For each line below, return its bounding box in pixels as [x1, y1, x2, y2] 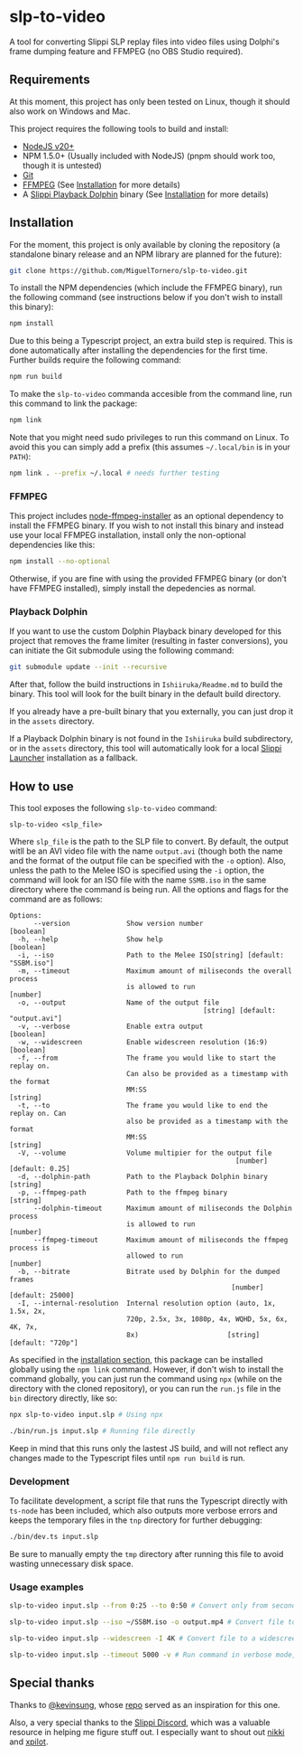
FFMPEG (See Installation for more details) [22, 179, 180, 190]
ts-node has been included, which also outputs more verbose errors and [9, 1506, 278, 1516]
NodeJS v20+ [22, 140, 75, 151]
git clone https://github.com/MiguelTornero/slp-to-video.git [9, 266, 248, 275]
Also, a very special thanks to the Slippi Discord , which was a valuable [9, 1716, 271, 1728]
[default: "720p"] [9, 1338, 78, 1348]
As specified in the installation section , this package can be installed [9, 1355, 263, 1365]
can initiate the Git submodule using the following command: [9, 645, 234, 656]
